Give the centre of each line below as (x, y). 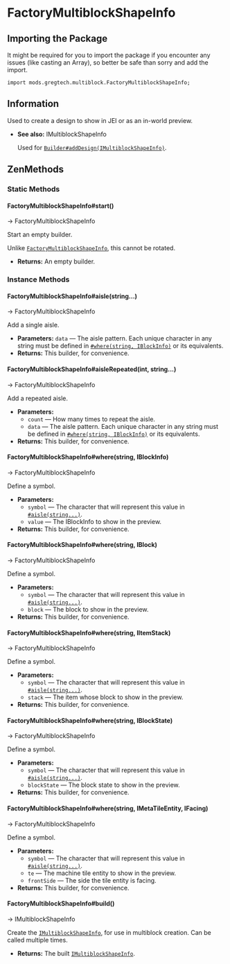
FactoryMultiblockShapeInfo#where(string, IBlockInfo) (88, 457)
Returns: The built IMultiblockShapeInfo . (76, 953)
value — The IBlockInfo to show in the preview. (94, 521)
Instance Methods (38, 279)
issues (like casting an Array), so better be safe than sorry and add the (108, 63)
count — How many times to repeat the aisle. (91, 419)
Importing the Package (57, 39)
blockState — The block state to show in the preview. (104, 785)
